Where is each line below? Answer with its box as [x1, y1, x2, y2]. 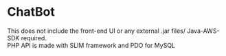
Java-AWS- [186, 27, 220, 35]
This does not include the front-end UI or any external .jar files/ [7, 27, 186, 35]
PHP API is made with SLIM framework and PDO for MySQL [7, 41, 176, 49]
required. [21, 33, 47, 42]
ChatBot [7, 4, 55, 20]
